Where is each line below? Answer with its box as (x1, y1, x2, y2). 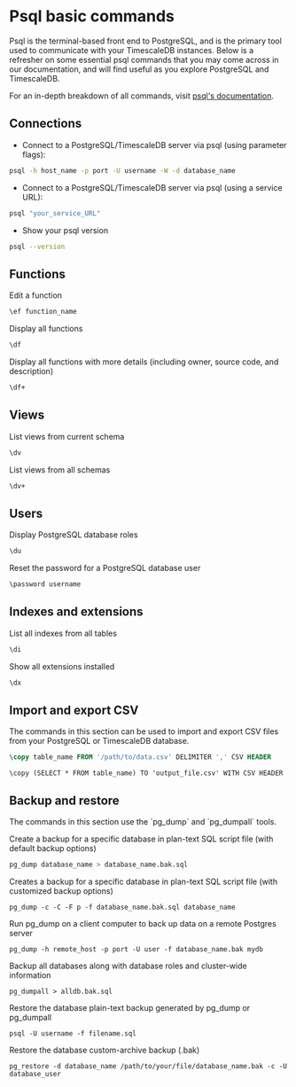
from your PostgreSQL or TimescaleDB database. (9, 736, 190, 747)
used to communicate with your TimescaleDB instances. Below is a (9, 44, 254, 55)
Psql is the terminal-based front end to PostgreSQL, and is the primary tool (9, 35, 282, 46)
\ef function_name (9, 308, 77, 317)
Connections (9, 116, 82, 131)
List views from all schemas (9, 464, 111, 475)
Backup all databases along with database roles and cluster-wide (9, 960, 247, 971)
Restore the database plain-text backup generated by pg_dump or (9, 1002, 251, 1013)
